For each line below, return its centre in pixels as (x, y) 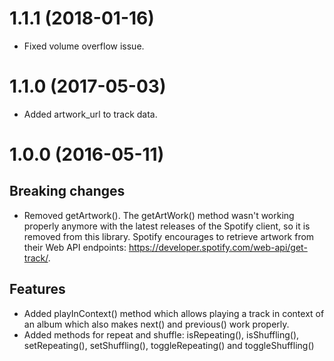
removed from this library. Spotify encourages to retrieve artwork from (169, 236)
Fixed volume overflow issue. (84, 46)
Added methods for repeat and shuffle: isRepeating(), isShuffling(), (161, 334)
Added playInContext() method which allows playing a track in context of (174, 313)
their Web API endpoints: (75, 247)
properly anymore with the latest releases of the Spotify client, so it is (167, 226)
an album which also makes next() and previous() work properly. (156, 324)
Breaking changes (67, 191)
